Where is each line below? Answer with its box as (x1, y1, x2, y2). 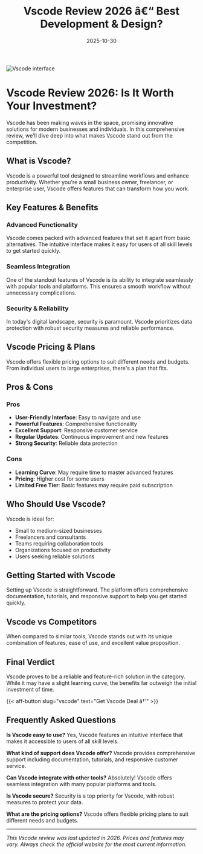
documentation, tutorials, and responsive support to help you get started (6, 593, 187, 600)
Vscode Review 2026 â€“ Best (23, 4, 180, 18)
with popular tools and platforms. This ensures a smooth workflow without (6, 282, 192, 290)
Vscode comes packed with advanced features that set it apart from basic (6, 235, 191, 242)
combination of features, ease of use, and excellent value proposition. (6, 639, 180, 647)
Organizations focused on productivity (14, 546, 111, 553)
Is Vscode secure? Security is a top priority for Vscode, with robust (6, 792, 175, 799)
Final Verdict (6, 656, 55, 667)
